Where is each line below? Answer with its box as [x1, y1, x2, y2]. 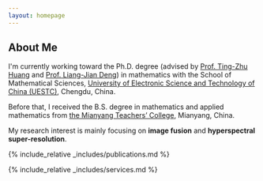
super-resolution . [8, 134, 67, 144]
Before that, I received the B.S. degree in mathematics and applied [8, 102, 224, 111]
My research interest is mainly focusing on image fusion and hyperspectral [8, 126, 255, 135]
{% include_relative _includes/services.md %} [8, 165, 158, 175]
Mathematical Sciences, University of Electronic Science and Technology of [8, 78, 255, 88]
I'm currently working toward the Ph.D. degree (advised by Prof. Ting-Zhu [8, 62, 248, 71]
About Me [8, 41, 58, 55]
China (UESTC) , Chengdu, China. [8, 87, 116, 96]
